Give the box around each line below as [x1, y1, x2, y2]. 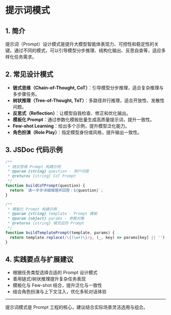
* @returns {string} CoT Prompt [7, 174, 76, 179]
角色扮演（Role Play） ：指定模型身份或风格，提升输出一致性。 [12, 129, 142, 135]
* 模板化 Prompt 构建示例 [7, 206, 57, 212]
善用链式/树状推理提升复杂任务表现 [12, 276, 86, 282]
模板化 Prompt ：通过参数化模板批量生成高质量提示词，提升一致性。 [12, 116, 155, 122]
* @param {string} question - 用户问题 [7, 169, 89, 174]
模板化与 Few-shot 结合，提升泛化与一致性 [12, 282, 102, 288]
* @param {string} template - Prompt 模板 [7, 211, 98, 217]
